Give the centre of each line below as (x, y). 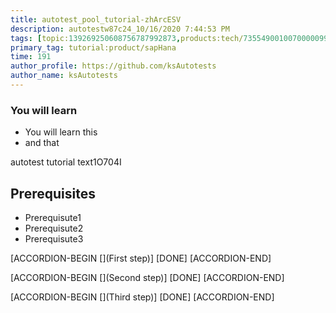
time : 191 (31, 57)
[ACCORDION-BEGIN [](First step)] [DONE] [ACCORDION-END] (141, 258)
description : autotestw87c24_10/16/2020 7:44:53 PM (120, 29)
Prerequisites (53, 193)
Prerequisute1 (53, 217)
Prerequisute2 (54, 228)
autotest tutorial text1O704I (66, 162)
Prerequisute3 (54, 238)
